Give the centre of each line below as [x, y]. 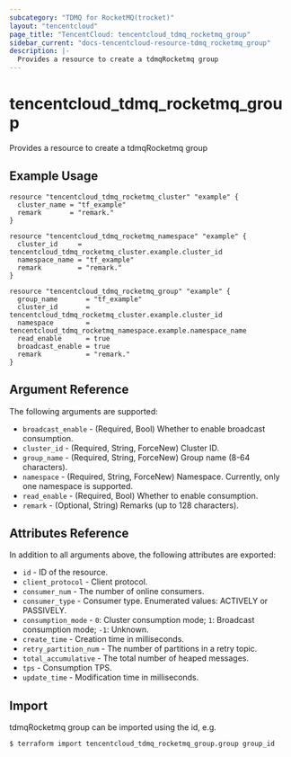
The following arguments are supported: [84, 411]
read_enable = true [64, 338]
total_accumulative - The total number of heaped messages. [136, 658]
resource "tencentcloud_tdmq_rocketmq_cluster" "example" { [124, 197]
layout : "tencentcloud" [54, 26]
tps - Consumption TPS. [67, 668]
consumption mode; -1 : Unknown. [85, 629]
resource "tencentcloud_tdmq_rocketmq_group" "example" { [120, 291]
